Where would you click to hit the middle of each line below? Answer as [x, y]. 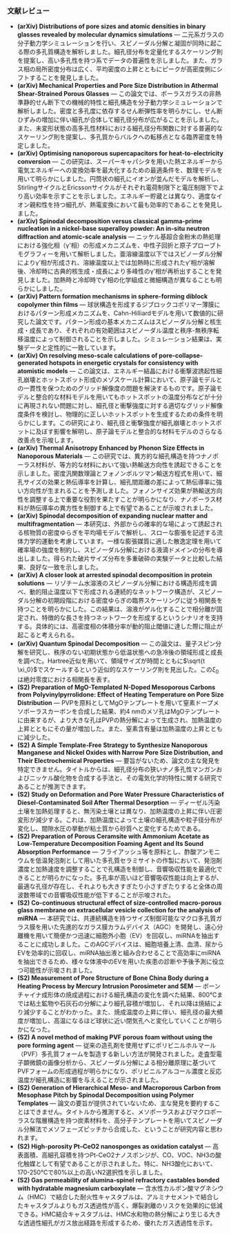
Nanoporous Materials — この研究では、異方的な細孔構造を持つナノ [115, 456]
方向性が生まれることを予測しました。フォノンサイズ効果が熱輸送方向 [123, 491]
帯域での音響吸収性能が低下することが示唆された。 [102, 895]
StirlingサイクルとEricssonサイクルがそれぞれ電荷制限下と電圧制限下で [118, 187]
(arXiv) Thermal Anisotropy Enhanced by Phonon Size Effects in [111, 448]
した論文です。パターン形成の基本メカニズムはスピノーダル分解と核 [119, 322]
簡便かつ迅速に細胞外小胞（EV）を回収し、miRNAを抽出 [133, 936]
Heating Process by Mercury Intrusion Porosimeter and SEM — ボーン [119, 986]
